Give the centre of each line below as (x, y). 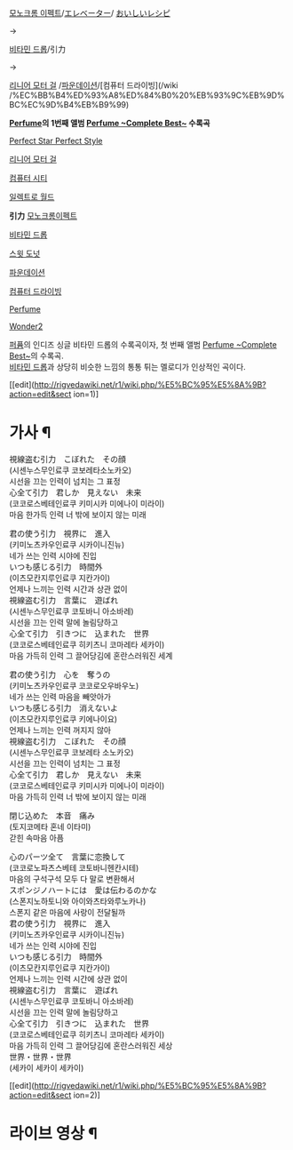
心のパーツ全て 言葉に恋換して (67, 857)
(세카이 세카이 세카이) (47, 1067)
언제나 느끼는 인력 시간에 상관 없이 (68, 978)
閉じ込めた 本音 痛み (52, 815)
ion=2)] (87, 1095)
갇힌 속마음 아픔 (37, 837)
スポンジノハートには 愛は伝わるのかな (83, 890)
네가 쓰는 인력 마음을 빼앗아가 (60, 697)
